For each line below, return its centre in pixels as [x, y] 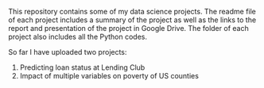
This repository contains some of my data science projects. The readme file [132, 11]
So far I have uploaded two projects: [68, 52]
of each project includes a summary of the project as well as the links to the [132, 20]
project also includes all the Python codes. [78, 36]
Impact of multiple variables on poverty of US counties [109, 76]
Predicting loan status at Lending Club [82, 67]
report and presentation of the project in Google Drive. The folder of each [128, 28]
